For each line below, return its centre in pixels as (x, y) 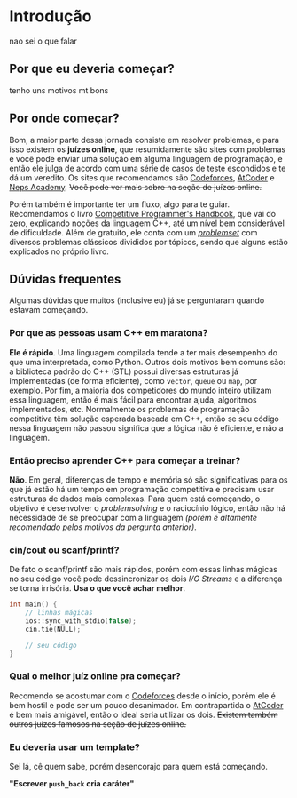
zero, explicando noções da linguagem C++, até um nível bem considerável (147, 223)
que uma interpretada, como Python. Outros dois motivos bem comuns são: (148, 362)
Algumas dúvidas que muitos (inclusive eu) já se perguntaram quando (137, 300)
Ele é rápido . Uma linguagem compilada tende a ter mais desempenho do (143, 352)
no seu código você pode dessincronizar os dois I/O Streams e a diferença (146, 579)
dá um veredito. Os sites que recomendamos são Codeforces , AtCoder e (142, 177)
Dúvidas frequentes (65, 279)
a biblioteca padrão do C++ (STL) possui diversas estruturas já (124, 371)
